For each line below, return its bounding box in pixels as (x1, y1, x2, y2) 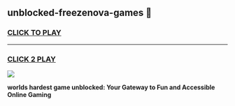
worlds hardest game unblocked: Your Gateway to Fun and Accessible (7, 83, 215, 91)
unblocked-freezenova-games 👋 (7, 7, 152, 19)
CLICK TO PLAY (7, 28, 62, 38)
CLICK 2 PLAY (7, 54, 56, 63)
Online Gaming (7, 90, 52, 98)
